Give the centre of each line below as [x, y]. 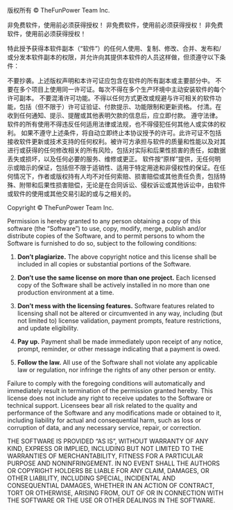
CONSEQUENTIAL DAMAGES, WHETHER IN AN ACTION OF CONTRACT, [111, 485]
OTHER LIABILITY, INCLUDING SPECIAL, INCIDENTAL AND [91, 478]
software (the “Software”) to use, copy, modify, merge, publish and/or [107, 229]
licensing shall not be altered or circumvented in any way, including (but [120, 313]
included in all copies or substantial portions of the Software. [104, 264]
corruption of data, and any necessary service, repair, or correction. [104, 428]
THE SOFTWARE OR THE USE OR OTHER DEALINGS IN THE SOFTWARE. [111, 500]
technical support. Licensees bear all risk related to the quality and [102, 405]
